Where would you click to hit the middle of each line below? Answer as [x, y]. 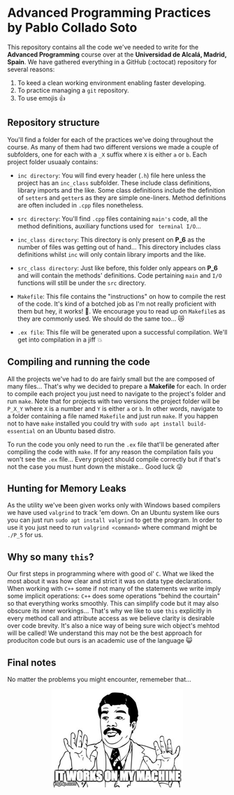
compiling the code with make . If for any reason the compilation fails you [110, 451]
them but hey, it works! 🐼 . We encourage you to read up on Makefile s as [121, 311]
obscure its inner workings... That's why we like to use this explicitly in [109, 611]
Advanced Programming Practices [109, 13]
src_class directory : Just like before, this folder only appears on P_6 [117, 268]
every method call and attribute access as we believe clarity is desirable [111, 618]
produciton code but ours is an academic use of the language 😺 [100, 641]
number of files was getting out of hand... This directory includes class [119, 247]
